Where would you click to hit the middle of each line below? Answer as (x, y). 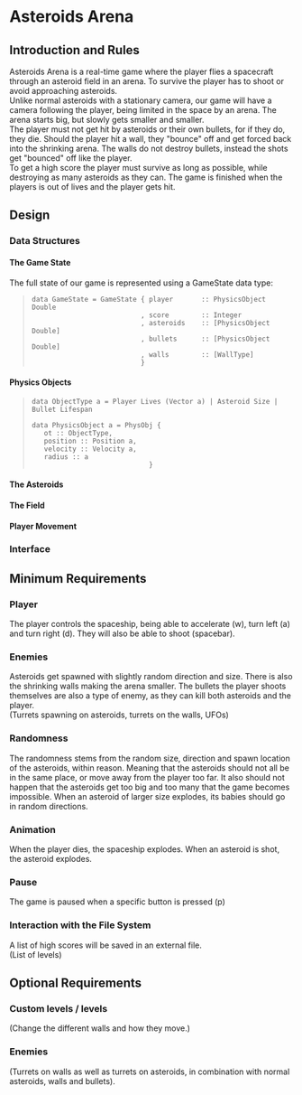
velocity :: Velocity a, (90, 449)
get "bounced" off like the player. (71, 158)
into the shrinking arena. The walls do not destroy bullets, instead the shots (149, 148)
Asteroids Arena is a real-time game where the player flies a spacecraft (142, 71)
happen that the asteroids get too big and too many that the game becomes (150, 787)
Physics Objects (41, 382)
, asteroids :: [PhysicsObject (206, 323)
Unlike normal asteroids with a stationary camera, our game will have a (141, 100)
